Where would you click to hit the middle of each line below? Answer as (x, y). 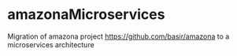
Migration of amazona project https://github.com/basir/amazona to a (119, 36)
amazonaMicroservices (86, 15)
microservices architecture (51, 44)
